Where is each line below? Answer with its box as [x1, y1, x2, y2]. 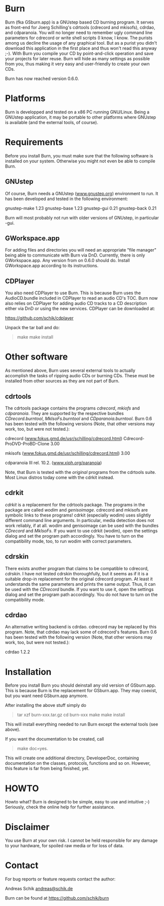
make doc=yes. [17, 746, 48, 751]
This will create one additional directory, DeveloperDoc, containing [5, 755, 139, 761]
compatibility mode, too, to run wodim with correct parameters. [5, 538, 133, 544]
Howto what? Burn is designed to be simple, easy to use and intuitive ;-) [5, 799, 150, 805]
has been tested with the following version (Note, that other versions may [5, 634, 153, 640]
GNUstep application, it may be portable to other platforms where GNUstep [5, 114, 156, 120]
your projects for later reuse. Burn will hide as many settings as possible [5, 55, 150, 61]
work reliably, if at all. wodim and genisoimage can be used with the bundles [5, 522, 159, 528]
